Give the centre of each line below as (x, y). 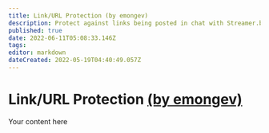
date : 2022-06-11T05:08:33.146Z (62, 38)
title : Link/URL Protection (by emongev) (78, 16)
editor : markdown (37, 53)
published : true (35, 30)
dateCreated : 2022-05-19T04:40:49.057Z (75, 61)
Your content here (38, 121)
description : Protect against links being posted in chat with (116, 23)
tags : (17, 45)
